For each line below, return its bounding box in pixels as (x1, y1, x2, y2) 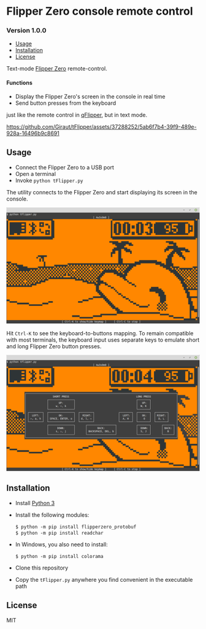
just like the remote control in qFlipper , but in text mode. (6, 111, 148, 118)
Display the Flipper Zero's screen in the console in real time (15, 93, 166, 100)
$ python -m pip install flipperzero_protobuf (15, 524, 137, 530)
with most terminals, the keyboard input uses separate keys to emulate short (6, 336, 200, 343)
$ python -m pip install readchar (15, 530, 104, 536)
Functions (6, 79, 32, 86)
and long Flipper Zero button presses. (6, 342, 102, 350)
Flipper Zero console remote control (6, 4, 193, 18)
